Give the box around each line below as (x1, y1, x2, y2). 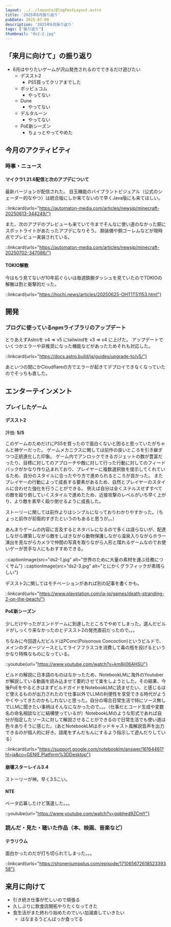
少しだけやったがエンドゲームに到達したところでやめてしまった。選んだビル (5, 620, 166, 626)
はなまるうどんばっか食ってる (20, 916, 83, 922)
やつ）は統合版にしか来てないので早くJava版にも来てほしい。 (32, 195, 163, 201)
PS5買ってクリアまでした (28, 79, 81, 85)
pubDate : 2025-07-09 (5, 17, 50, 22)
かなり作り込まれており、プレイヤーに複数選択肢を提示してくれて (22, 466, 161, 472)
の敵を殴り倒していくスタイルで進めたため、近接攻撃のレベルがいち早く (5, 491, 157, 498)
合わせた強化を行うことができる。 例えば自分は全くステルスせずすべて (14, 485, 163, 491)
